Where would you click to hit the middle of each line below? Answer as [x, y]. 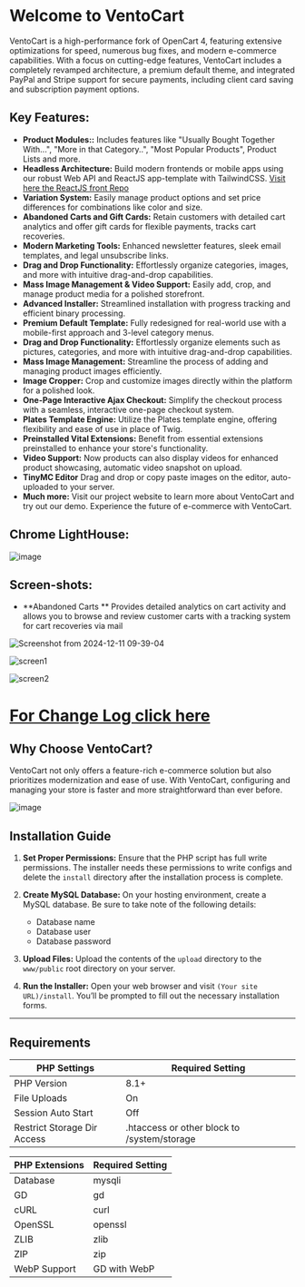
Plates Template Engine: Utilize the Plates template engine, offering [150, 419]
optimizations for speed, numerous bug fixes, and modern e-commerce [143, 50]
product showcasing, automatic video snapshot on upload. [132, 467]
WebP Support [45, 1269]
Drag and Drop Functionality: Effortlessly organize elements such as [152, 342]
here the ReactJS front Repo [76, 188]
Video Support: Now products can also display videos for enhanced [150, 457]
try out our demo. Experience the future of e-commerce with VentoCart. [157, 506]
